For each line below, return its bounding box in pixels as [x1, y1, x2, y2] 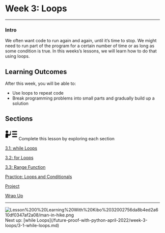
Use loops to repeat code [12, 90, 64, 96]
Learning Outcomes [5, 67, 67, 76]
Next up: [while [5, 217, 36, 223]
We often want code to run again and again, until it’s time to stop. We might [5, 38, 157, 44]
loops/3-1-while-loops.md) [5, 222, 59, 228]
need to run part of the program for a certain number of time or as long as [5, 43, 155, 49]
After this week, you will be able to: [5, 80, 76, 86]
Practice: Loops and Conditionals [5, 174, 72, 180]
